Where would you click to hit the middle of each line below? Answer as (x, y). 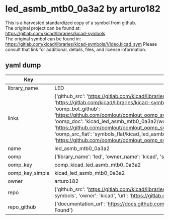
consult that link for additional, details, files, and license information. (76, 49)
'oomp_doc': (69, 121)
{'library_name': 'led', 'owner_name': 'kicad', (107, 157)
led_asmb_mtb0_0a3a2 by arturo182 (83, 9)
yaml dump (23, 65)
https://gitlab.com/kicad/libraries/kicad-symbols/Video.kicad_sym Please (81, 44)
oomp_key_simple (29, 173)
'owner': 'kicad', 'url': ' (105, 195)
